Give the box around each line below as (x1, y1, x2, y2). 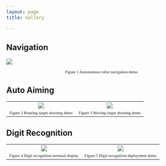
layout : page (6, 8, 39, 15)
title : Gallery (6, 15, 45, 21)
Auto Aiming (6, 85, 54, 95)
